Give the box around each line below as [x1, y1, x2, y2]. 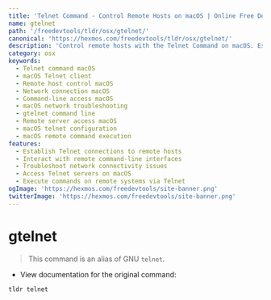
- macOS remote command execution [15, 132, 131, 140]
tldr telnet [8, 285, 48, 294]
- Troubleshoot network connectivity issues [15, 163, 168, 171]
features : [8, 139, 42, 148]
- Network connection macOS [15, 87, 110, 95]
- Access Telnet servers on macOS [15, 170, 131, 178]
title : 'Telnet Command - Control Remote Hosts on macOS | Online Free [8, 11, 254, 20]
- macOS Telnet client [15, 72, 92, 80]
